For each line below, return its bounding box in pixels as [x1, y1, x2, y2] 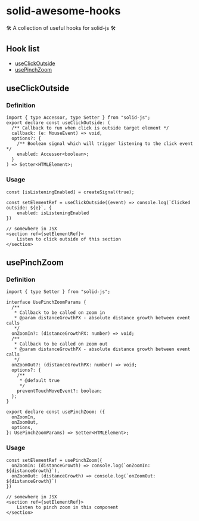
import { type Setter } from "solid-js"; [6, 289, 111, 295]
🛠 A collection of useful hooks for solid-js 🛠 [6, 24, 116, 31]
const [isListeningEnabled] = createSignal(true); [6, 189, 135, 195]
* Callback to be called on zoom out [14, 341, 108, 347]
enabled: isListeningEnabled [17, 210, 89, 216]
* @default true [19, 378, 60, 384]
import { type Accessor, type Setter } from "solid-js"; [6, 115, 151, 121]
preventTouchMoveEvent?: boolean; [17, 388, 102, 394]
